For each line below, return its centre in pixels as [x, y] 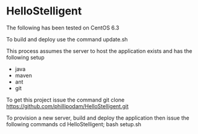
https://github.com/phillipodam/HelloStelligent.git [67, 106]
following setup [25, 57]
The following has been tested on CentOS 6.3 [63, 28]
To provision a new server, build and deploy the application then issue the [98, 118]
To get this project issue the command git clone [65, 100]
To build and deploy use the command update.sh [67, 39]
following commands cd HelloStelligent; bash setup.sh [74, 124]
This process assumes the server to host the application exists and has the [99, 51]
